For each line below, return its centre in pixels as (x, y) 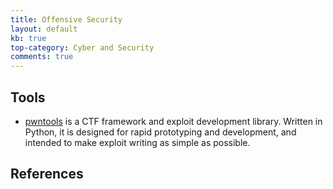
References (47, 174)
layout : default (44, 29)
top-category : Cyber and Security (82, 47)
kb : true (28, 38)
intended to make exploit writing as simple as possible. (137, 142)
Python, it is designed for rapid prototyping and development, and (160, 132)
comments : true (42, 57)
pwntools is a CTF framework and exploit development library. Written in (173, 121)
